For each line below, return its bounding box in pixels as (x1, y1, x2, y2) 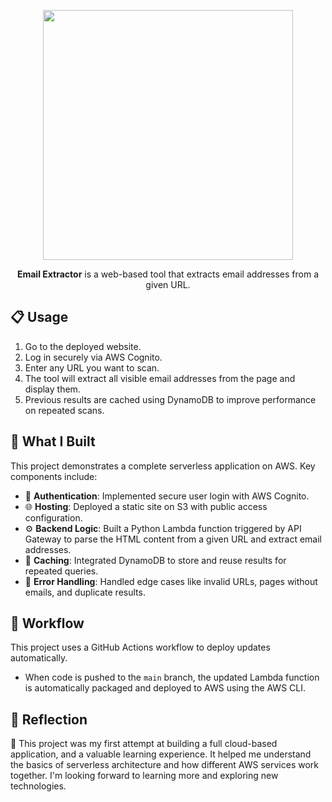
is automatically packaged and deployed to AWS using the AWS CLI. (24, 682, 307, 694)
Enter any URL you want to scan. (24, 361, 160, 374)
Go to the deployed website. (24, 340, 142, 352)
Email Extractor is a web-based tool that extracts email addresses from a (16, 268, 320, 280)
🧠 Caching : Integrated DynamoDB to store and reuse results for (24, 554, 287, 566)
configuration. (24, 511, 83, 524)
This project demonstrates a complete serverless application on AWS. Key (10, 460, 316, 472)
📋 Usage (10, 309, 69, 326)
